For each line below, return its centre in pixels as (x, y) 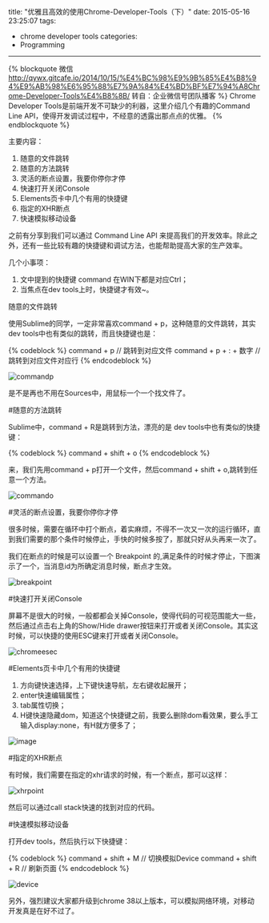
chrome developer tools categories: (78, 36)
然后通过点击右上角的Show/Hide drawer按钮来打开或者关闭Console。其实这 (133, 626)
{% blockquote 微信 (41, 69)
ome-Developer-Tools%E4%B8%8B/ (69, 96)
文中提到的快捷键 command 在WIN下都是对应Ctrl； (104, 279)
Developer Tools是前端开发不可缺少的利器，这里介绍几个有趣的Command (129, 106)
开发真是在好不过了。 (43, 911)
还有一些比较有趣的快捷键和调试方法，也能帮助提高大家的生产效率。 (134, 245)
